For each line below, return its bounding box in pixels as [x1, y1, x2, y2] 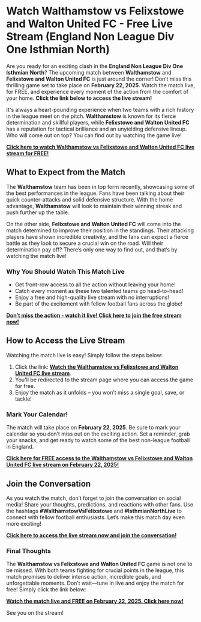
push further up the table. [6, 209, 70, 216]
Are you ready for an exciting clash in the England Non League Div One [6, 62, 184, 70]
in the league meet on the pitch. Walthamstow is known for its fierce [6, 112, 176, 120]
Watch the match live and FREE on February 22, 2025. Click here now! [6, 597, 184, 605]
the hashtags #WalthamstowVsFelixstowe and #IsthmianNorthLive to [6, 507, 182, 514]
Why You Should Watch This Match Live [6, 267, 125, 276]
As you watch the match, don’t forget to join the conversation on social [6, 494, 181, 502]
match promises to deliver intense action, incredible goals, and [6, 573, 161, 580]
